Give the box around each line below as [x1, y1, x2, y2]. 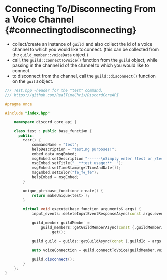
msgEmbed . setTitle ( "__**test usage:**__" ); [31, 161, 123, 166]
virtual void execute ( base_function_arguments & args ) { [23, 207, 141, 212]
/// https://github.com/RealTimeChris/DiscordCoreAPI [5, 92, 119, 98]
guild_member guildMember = [31, 220, 90, 225]
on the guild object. [12, 78, 54, 84]
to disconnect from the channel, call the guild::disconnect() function [12, 73, 156, 79]
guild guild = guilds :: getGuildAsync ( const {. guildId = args [31, 238, 162, 244]
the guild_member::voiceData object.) [12, 51, 88, 58]
